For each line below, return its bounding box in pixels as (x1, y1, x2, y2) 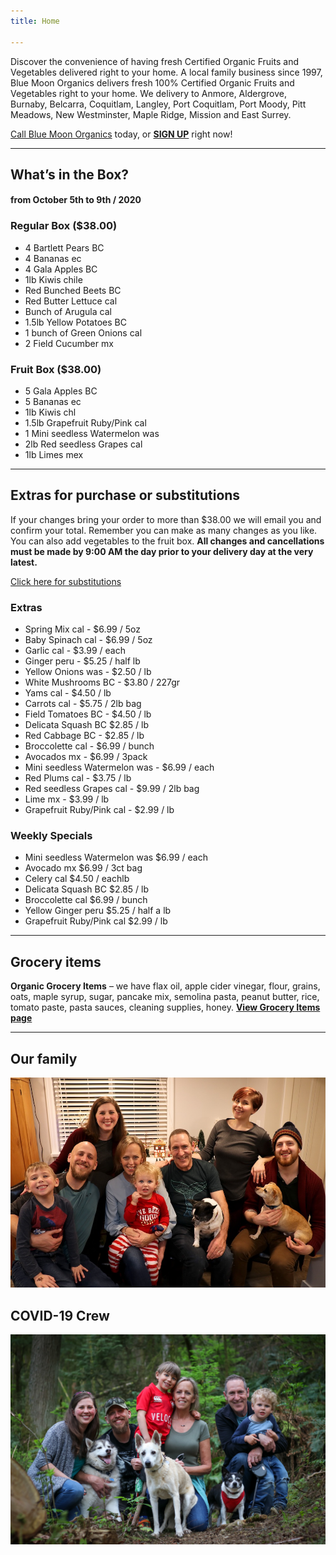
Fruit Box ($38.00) (10, 362, 102, 376)
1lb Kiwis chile (24, 273, 83, 285)
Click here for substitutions (10, 575, 122, 587)
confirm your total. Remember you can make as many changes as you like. (10, 524, 318, 536)
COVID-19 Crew (10, 1307, 110, 1324)
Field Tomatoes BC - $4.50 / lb (24, 708, 152, 720)
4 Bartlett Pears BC (24, 241, 105, 254)
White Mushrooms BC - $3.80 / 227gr (24, 676, 181, 689)
